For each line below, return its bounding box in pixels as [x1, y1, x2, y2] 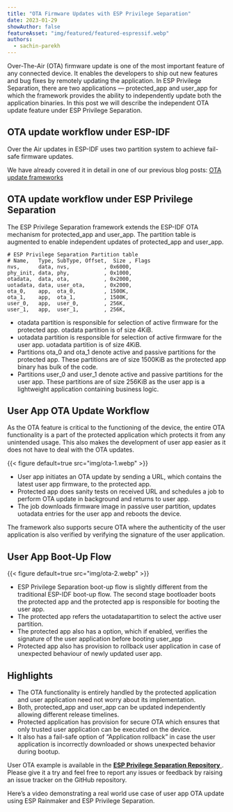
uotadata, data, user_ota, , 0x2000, [7, 282, 132, 289]
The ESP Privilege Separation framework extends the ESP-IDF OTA [7, 222, 199, 231]
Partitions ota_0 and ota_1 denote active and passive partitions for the [17, 348, 216, 356]
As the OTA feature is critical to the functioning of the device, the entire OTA [7, 423, 225, 432]
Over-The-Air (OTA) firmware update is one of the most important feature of [7, 62, 225, 70]
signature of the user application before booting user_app [17, 635, 183, 643]
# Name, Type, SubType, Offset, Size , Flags [7, 257, 151, 264]
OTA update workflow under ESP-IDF [7, 126, 170, 138]
